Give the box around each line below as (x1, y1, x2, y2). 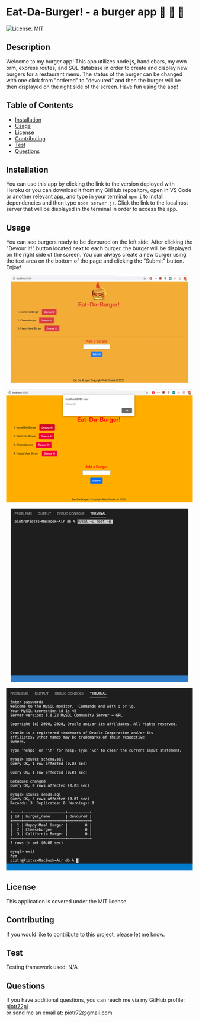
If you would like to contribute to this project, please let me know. (6, 931, 165, 938)
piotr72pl (6, 1003, 28, 1010)
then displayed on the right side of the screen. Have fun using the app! (6, 83, 179, 90)
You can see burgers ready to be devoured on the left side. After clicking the (6, 238, 193, 245)
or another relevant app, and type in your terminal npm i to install (6, 193, 164, 200)
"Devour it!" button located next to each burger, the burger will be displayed (6, 245, 191, 252)
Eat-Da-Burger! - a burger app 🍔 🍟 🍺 (6, 5, 185, 19)
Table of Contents (6, 100, 74, 110)
